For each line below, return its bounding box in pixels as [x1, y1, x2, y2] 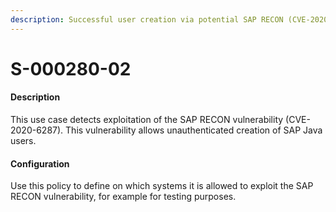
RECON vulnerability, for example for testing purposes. [10, 191, 237, 203]
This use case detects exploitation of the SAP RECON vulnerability [10, 114, 284, 126]
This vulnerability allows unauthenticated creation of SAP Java [65, 124, 323, 136]
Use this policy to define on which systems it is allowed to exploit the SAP [10, 180, 314, 192]
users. [10, 135, 37, 147]
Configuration [10, 157, 70, 170]
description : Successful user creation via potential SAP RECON [10, 14, 284, 25]
